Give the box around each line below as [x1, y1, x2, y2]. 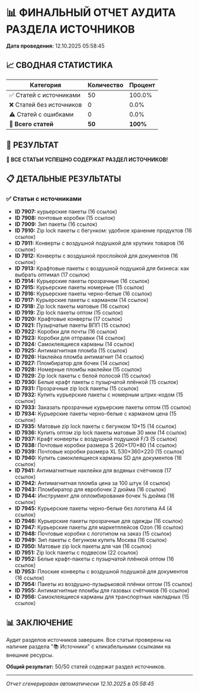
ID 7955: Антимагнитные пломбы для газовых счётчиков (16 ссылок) [14, 587, 190, 594]
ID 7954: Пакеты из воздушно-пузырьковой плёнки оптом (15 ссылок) [14, 581, 193, 588]
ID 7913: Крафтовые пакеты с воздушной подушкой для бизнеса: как [14, 265, 190, 272]
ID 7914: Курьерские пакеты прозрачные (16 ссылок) [14, 278, 150, 285]
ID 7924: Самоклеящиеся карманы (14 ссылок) [14, 341, 134, 348]
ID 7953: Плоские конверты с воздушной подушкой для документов [14, 568, 188, 575]
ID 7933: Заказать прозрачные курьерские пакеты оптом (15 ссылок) [14, 404, 191, 411]
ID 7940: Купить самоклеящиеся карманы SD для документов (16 [14, 454, 182, 462]
